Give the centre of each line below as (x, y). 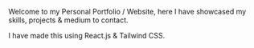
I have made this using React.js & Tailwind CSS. (87, 36)
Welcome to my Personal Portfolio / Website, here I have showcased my (127, 12)
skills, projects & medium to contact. (68, 20)
